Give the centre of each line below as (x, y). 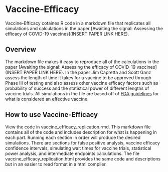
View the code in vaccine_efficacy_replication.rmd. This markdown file (78, 127)
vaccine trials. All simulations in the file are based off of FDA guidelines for (82, 93)
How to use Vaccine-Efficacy (52, 115)
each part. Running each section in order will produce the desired (73, 137)
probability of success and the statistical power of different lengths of (77, 88)
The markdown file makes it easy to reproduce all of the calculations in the (82, 62)
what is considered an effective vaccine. (47, 99)
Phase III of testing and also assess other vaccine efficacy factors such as (82, 83)
